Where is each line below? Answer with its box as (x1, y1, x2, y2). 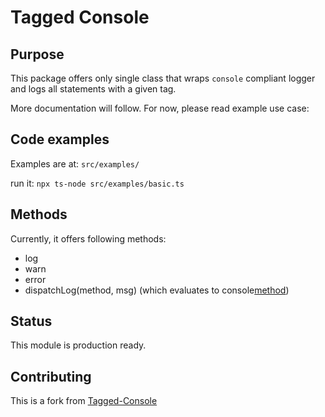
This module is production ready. (10, 339, 147, 351)
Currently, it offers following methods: (10, 232, 167, 245)
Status (10, 313, 53, 330)
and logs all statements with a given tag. (10, 83, 177, 95)
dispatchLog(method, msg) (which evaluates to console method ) (24, 284, 290, 296)
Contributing (10, 368, 92, 385)
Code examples (10, 131, 110, 148)
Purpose (10, 46, 65, 63)
